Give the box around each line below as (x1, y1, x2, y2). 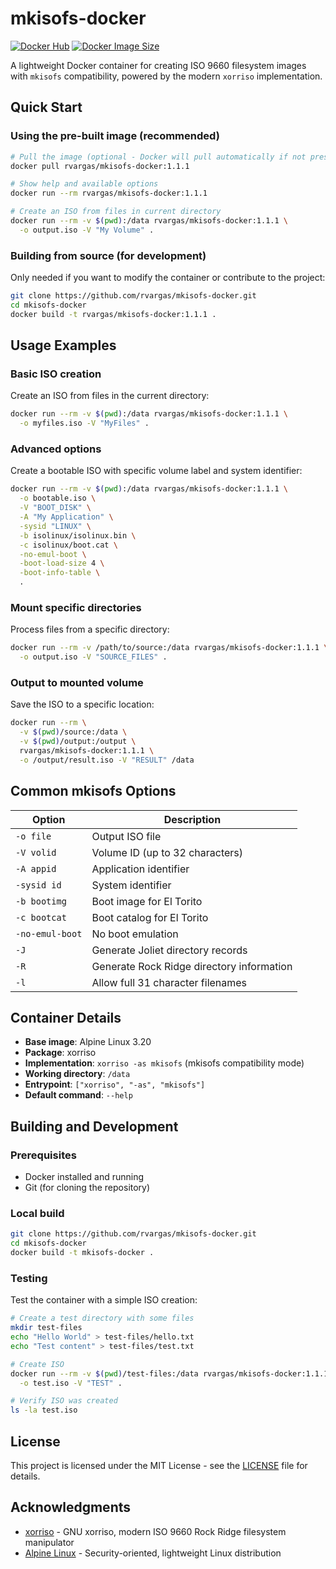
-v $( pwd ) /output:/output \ (19, 737, 137, 747)
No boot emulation (91, 927, 179, 941)
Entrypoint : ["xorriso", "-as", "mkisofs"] (24, 1078, 206, 1091)
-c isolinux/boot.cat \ (19, 540, 118, 550)
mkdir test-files (10, 1323, 83, 1333)
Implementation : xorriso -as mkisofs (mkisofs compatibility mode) (24, 1057, 305, 1069)
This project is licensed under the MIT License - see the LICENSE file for (10, 1459, 308, 1471)
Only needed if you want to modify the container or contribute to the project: (10, 272, 326, 284)
